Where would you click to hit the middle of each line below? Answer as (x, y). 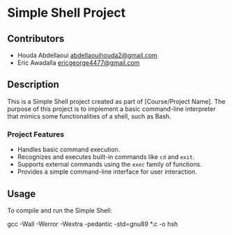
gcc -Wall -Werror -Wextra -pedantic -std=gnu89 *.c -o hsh (93, 224)
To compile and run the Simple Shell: (60, 210)
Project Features (36, 134)
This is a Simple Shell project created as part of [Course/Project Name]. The (116, 101)
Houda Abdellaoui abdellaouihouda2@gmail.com (87, 55)
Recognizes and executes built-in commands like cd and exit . (106, 157)
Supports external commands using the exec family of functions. (109, 165)
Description (33, 85)
